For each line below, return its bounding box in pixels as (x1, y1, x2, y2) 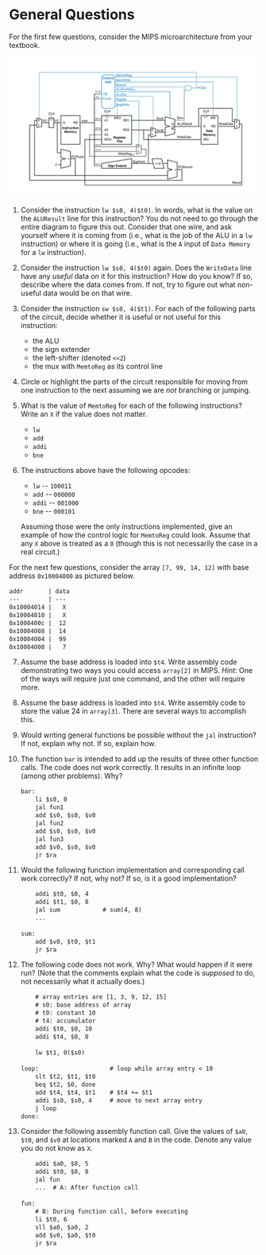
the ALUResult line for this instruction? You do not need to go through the (20, 213, 259, 224)
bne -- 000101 (32, 506, 75, 516)
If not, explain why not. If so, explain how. (20, 739, 156, 749)
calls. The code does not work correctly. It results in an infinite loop (20, 763, 241, 772)
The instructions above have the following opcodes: (20, 466, 191, 475)
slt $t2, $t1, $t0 (35, 1073, 96, 1081)
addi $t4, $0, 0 (35, 1033, 89, 1041)
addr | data (9, 588, 70, 596)
